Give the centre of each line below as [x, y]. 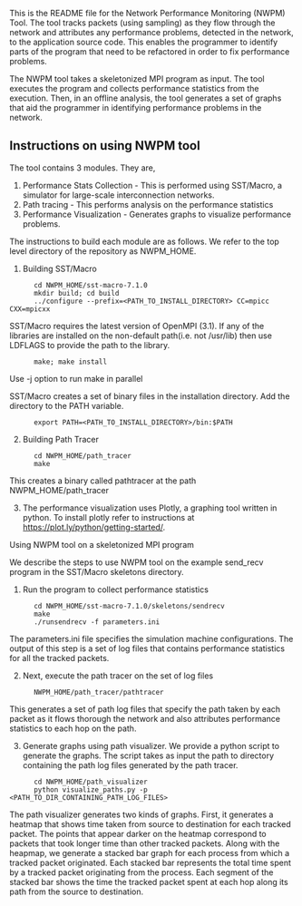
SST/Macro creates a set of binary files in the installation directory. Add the [150, 396]
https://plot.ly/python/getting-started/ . [94, 527]
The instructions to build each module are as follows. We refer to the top [144, 241]
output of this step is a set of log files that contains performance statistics [147, 648]
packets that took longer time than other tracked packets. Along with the [145, 843]
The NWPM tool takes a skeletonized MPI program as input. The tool [137, 79]
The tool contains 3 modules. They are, [83, 168]
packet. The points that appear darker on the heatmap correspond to [138, 833]
